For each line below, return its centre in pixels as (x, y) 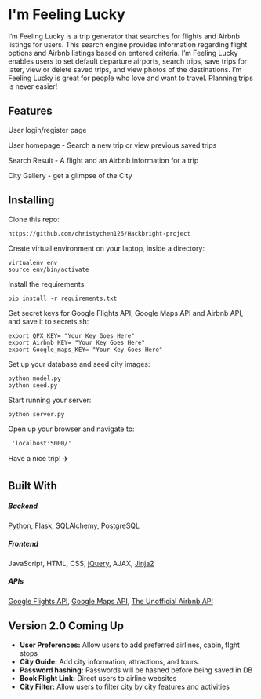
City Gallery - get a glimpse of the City (70, 175)
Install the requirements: (47, 284)
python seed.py (33, 385)
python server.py (36, 414)
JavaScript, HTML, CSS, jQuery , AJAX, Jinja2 (81, 563)
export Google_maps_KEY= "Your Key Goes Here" (85, 349)
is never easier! (33, 86)
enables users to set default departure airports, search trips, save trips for (128, 61)
